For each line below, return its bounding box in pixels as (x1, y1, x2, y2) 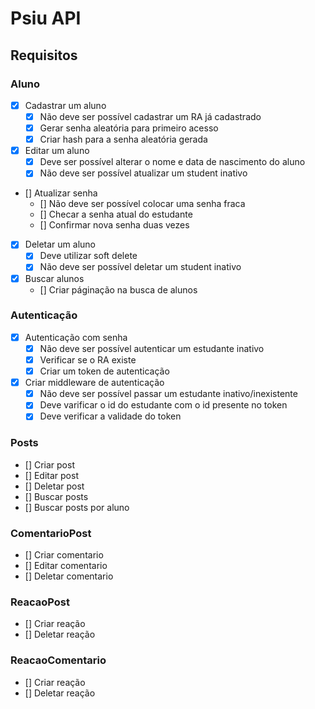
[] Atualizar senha (24, 187, 98, 199)
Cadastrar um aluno (24, 99, 107, 111)
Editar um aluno (24, 145, 90, 157)
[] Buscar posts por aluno (24, 501, 130, 513)
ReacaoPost (10, 595, 70, 609)
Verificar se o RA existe (39, 353, 137, 366)
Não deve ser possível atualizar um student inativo (39, 167, 248, 179)
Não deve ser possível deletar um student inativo (39, 261, 242, 273)
